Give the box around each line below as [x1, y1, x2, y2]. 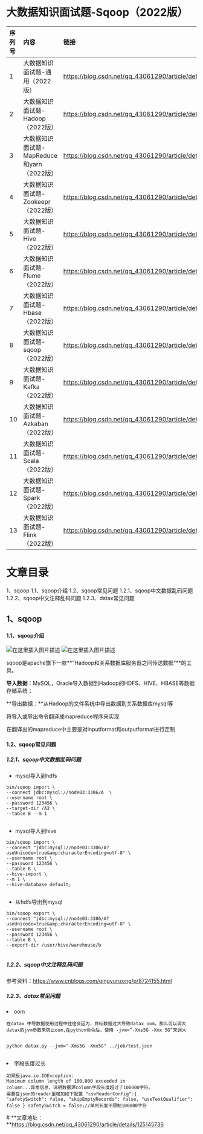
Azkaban [23, 420, 48, 428]
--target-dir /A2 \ [6, 805, 56, 812]
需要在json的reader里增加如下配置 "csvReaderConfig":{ [6, 1090, 137, 1097]
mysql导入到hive [14, 828, 57, 835]
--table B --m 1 [6, 811, 47, 817]
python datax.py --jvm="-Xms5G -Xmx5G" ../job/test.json [6, 1043, 153, 1049]
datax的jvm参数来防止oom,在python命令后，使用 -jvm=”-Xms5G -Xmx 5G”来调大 [6, 1027, 187, 1033]
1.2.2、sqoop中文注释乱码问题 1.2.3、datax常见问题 [6, 594, 135, 601]
